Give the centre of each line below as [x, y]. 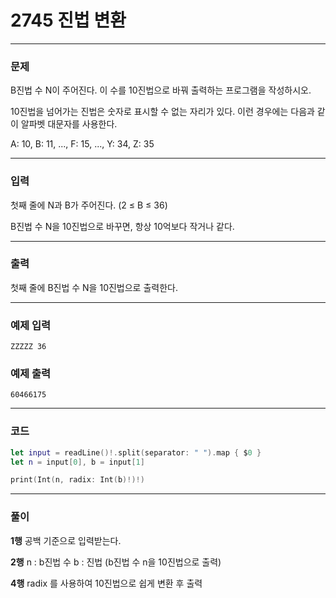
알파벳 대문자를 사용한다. [69, 124]
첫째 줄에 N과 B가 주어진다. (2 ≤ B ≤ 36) [89, 205]
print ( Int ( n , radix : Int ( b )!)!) [77, 480]
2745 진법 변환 [68, 20]
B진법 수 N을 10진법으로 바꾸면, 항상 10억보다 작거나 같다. [122, 226]
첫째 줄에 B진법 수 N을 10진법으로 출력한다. [94, 287]
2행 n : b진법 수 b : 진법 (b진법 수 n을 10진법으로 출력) [116, 562]
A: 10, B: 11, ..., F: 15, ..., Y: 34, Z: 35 [82, 144]
